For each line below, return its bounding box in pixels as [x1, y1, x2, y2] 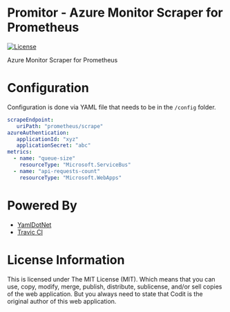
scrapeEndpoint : [7, 116, 54, 123]
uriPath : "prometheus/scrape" [16, 122, 104, 129]
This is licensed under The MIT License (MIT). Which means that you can [7, 275, 215, 283]
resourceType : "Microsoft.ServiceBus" [19, 161, 131, 168]
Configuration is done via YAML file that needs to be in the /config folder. [7, 102, 216, 111]
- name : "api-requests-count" [13, 167, 100, 174]
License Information [7, 252, 125, 268]
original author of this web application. [7, 297, 117, 305]
